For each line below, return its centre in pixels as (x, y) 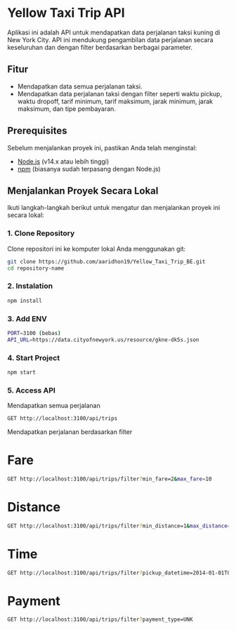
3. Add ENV (27, 319)
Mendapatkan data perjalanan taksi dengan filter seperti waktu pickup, (120, 93)
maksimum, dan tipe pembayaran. (66, 109)
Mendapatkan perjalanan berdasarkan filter (70, 432)
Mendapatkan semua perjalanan (54, 406)
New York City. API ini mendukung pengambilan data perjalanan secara (110, 39)
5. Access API (32, 390)
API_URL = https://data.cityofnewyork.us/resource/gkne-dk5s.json (103, 340)
